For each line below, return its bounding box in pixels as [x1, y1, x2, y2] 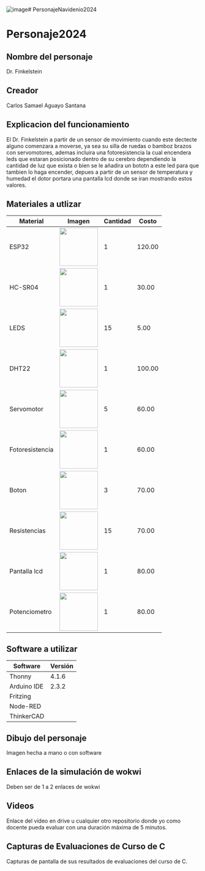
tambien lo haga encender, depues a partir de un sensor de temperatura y [6, 168, 193, 176]
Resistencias [9, 526, 46, 535]
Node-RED [9, 702, 42, 711]
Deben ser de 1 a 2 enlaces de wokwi [6, 783, 100, 790]
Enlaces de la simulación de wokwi [6, 767, 142, 777]
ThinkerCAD [9, 712, 45, 720]
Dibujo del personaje [6, 733, 87, 743]
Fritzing [9, 692, 32, 701]
